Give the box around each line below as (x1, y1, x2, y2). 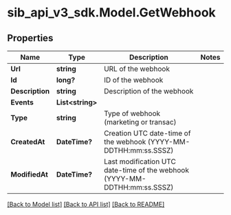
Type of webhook (104, 109, 161, 118)
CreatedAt (10, 137, 45, 146)
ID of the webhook (104, 76, 164, 84)
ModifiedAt (10, 170, 48, 179)
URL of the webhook (104, 64, 170, 73)
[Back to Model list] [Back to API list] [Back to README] (7, 201, 165, 208)
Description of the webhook (104, 87, 194, 95)
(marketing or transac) (104, 117, 177, 126)
